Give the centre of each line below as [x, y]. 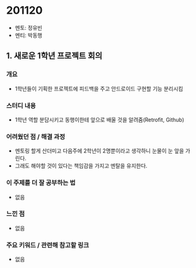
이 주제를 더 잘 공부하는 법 [41, 183]
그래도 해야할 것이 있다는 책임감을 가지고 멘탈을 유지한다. [81, 166]
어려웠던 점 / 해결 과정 [36, 136]
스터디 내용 [21, 105]
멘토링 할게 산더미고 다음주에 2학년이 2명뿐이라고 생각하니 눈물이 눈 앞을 [99, 151]
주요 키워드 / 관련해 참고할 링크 [48, 245]
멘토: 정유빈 [29, 28]
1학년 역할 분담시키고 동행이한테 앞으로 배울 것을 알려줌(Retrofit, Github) [99, 120]
